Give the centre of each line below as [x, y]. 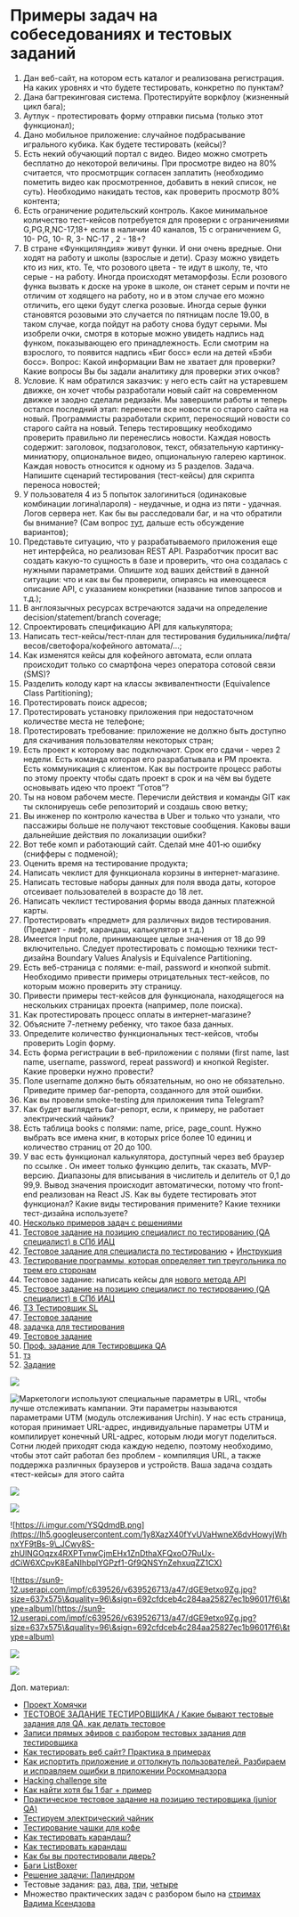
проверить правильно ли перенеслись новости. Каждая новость [146, 437]
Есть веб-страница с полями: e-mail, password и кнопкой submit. [146, 967]
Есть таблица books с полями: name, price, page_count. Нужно [142, 1128]
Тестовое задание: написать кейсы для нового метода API [134, 1279]
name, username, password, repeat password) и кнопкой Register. [146, 1061]
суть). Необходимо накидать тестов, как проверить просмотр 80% [151, 191]
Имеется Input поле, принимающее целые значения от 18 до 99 [144, 938]
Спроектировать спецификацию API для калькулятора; [128, 626]
